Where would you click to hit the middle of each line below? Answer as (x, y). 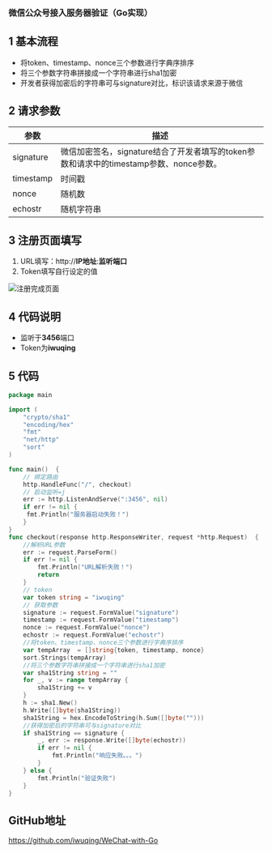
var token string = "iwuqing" (74, 597)
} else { (38, 770)
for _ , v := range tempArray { (76, 680)
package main (30, 395)
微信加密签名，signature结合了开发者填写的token (154, 151)
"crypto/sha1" (47, 417)
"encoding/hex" (49, 424)
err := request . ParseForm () (70, 552)
